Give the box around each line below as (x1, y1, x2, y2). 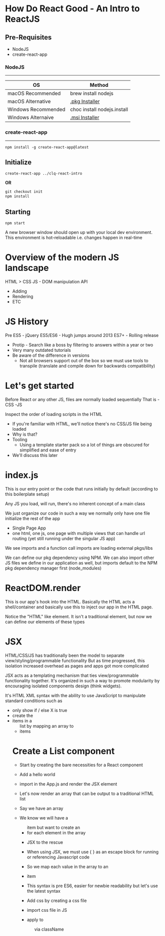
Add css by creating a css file (27, 898, 87, 903)
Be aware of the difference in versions (12, 352, 90, 358)
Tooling (12, 436, 28, 442)
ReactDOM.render (5, 582, 81, 594)
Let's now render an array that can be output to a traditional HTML (19, 790, 154, 796)
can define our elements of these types (5, 619, 85, 625)
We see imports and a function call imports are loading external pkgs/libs (5, 545, 153, 551)
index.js (5, 469, 38, 481)
